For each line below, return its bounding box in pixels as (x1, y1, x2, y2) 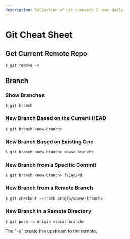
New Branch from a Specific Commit (5, 161, 97, 168)
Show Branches (5, 92, 45, 99)
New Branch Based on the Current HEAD (5, 115, 107, 122)
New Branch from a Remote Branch (5, 184, 93, 191)
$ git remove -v (5, 63, 39, 68)
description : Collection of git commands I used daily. (5, 7, 125, 13)
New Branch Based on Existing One (5, 138, 94, 145)
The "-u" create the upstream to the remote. (5, 228, 98, 234)
